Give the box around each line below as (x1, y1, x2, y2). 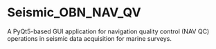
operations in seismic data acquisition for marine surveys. (7, 34, 172, 42)
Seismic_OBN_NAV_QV (7, 5, 141, 20)
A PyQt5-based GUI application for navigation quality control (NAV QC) (7, 27, 210, 35)
